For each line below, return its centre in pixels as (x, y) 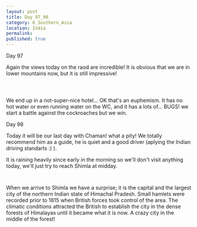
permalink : (19, 34)
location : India (26, 28)
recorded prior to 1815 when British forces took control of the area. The (92, 200)
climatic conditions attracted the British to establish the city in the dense (94, 206)
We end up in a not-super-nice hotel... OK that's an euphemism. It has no (95, 100)
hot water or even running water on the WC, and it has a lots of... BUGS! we (97, 106)
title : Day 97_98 (27, 17)
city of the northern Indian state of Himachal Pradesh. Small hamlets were (96, 194)
